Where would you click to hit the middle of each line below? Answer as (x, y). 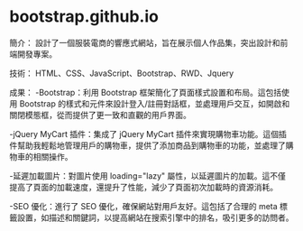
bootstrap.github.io (84, 17)
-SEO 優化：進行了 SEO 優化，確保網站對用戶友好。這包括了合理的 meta (143, 206)
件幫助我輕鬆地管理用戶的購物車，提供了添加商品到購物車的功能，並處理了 (147, 145)
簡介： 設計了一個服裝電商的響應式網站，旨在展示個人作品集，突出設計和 (145, 42)
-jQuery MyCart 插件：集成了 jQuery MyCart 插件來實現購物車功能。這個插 (148, 134)
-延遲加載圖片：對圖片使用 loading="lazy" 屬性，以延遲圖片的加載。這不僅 (148, 176)
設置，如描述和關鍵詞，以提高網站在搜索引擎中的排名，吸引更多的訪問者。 (155, 217)
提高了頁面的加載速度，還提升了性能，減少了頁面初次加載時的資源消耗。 (143, 187)
